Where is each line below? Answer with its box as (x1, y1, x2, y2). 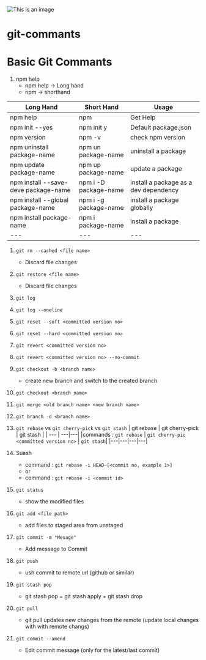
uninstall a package (130, 147, 186, 155)
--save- (42, 178, 69, 187)
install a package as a (130, 178, 193, 187)
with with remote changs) (24, 623, 89, 630)
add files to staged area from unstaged (24, 522, 123, 529)
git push (15, 558, 39, 565)
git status (15, 487, 44, 494)
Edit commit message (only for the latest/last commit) (24, 647, 160, 654)
